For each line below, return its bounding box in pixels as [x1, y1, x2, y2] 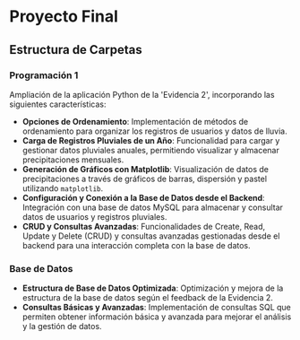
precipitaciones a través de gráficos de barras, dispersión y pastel [21, 173, 267, 184]
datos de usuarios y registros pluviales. [21, 211, 167, 222]
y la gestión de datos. [21, 321, 102, 332]
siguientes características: [9, 99, 107, 109]
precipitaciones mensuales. [21, 154, 124, 165]
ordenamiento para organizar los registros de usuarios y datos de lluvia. [21, 126, 288, 136]
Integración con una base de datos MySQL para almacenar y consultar [21, 202, 284, 213]
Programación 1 [9, 69, 79, 82]
